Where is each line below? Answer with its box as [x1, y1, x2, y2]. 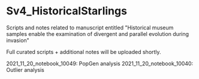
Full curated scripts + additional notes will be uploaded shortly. [6, 48, 161, 55]
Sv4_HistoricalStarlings [6, 4, 128, 18]
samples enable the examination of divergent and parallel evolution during [6, 30, 189, 37]
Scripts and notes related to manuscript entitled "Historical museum [6, 24, 174, 31]
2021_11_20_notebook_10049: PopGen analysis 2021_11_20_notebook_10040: [6, 60, 194, 67]
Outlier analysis [6, 66, 45, 73]
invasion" [6, 37, 30, 44]
